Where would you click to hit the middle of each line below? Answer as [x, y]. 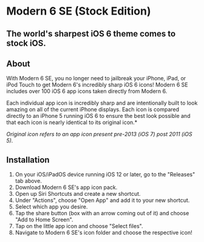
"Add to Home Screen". [44, 220]
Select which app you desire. [51, 207]
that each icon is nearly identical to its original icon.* [72, 122]
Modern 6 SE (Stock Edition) [79, 11]
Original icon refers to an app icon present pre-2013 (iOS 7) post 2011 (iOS [99, 134]
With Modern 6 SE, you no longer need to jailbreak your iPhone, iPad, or [96, 78]
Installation [28, 160]
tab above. [29, 181]
